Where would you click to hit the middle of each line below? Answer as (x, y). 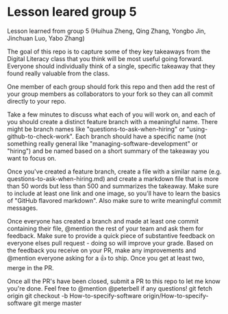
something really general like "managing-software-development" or (103, 143)
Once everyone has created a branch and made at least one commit (103, 221)
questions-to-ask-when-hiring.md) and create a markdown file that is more (113, 178)
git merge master (58, 303)
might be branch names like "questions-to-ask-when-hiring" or (96, 129)
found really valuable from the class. (59, 73)
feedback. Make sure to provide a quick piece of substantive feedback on (111, 236)
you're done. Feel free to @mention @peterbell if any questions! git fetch (110, 288)
